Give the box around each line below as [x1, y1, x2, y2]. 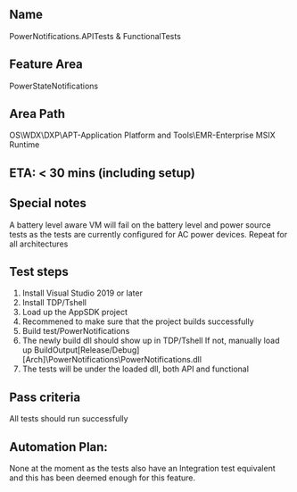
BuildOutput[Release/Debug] [34, 345, 140, 355]
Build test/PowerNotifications [21, 326, 130, 337]
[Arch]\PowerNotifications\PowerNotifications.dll [21, 354, 202, 365]
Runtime [9, 139, 40, 150]
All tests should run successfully [9, 413, 128, 424]
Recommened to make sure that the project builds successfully [21, 316, 254, 327]
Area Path [9, 106, 65, 121]
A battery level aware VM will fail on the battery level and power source [9, 219, 271, 230]
